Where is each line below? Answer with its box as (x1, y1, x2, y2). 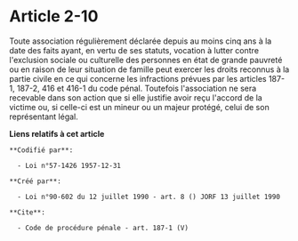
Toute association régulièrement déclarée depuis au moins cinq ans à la (9, 36, 272, 46)
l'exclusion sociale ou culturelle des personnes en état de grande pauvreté (9, 54, 283, 65)
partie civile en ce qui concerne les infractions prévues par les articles (9, 73, 267, 84)
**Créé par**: (9, 176, 62, 186)
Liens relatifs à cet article (9, 128, 105, 139)
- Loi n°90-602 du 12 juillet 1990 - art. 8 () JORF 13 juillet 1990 (17, 192, 280, 201)
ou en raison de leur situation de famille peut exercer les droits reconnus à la (9, 64, 290, 75)
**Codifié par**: (9, 145, 74, 155)
